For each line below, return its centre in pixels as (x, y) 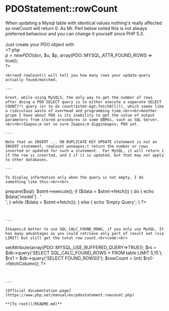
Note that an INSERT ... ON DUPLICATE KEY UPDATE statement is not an (81, 142)
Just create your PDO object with (40, 44)
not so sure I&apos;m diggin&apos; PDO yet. (91, 124)
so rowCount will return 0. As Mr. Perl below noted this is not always (76, 28)
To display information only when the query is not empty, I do (74, 177)
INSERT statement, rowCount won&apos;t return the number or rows (77, 146)
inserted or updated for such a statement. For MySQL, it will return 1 (85, 151)
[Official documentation (31, 290)
